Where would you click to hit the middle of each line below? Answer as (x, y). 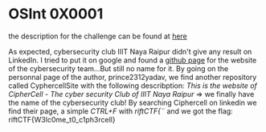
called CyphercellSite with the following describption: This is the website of (133, 86)
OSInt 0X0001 (56, 14)
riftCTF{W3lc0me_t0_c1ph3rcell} (62, 119)
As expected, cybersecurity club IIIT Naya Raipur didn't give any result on (130, 51)
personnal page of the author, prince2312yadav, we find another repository (133, 77)
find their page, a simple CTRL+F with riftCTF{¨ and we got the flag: (121, 111)
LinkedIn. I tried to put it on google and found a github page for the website (133, 60)
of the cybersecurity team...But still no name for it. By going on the (119, 68)
